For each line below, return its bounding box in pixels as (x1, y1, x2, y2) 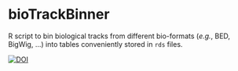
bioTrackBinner (8, 5, 110, 23)
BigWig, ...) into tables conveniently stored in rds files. (8, 39, 183, 48)
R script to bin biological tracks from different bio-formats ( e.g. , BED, (8, 31, 230, 41)
